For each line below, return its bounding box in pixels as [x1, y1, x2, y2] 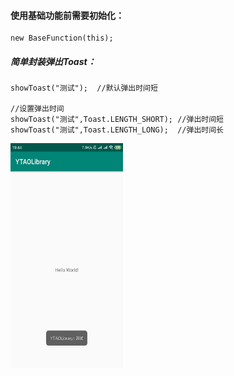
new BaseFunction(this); [10, 33, 114, 44]
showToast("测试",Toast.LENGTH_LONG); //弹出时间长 [10, 125, 224, 135]
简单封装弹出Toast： [10, 55, 97, 67]
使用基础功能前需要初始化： [10, 9, 125, 21]
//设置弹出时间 [10, 104, 65, 114]
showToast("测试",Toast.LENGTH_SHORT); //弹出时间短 [10, 115, 224, 125]
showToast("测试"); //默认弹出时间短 [10, 83, 158, 94]
